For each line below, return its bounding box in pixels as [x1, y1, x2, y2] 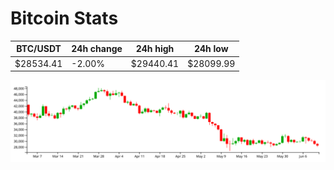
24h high [135, 43, 175, 55]
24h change [71, 43, 123, 55]
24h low [193, 43, 229, 55]
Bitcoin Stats [10, 7, 119, 30]
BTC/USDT [16, 43, 62, 55]
